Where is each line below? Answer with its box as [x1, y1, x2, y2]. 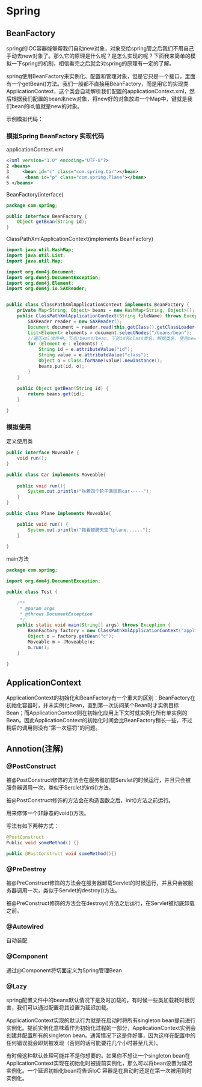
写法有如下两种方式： [6, 822, 59, 830]
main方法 [6, 555, 29, 562]
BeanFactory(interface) [6, 190, 64, 198]
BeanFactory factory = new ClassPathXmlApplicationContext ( [28, 628, 182, 634]
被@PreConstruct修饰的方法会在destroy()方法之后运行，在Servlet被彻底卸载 [6, 900, 195, 907]
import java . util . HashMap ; [6, 247, 74, 253]
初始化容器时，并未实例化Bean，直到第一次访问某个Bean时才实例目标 [6, 702, 179, 709]
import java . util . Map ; [6, 258, 63, 264]
